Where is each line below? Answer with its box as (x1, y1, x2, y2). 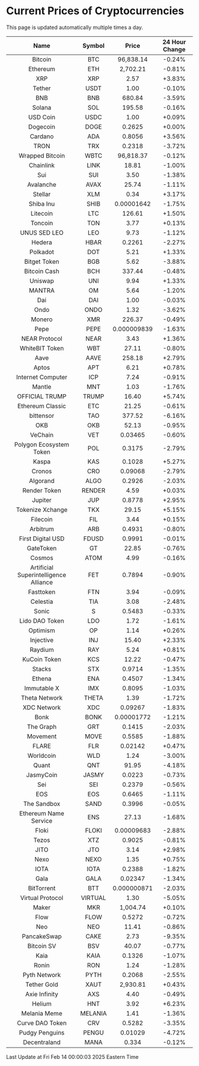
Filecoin (30, 515, 53, 523)
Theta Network (21, 693, 63, 702)
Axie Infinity (25, 990, 59, 998)
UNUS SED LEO (20, 228, 64, 236)
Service (31, 817, 53, 825)
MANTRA (28, 286, 55, 294)
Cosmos (30, 553, 53, 562)
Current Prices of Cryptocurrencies (6, 4, 185, 18)
